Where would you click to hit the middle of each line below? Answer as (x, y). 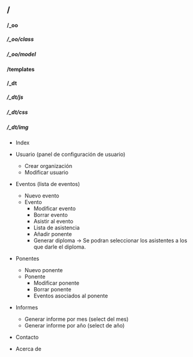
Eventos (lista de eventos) (48, 184)
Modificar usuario (46, 172)
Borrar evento (51, 215)
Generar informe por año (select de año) (75, 325)
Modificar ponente (57, 283)
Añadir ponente (53, 234)
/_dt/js (15, 97)
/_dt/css (17, 112)
